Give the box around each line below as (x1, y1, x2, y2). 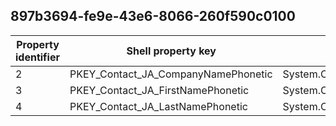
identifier (15, 50, 60, 64)
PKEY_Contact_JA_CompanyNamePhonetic (69, 67, 273, 81)
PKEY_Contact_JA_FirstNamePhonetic (69, 83, 250, 97)
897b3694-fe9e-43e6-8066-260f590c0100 (10, 8, 296, 25)
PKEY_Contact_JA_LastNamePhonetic (69, 99, 248, 113)
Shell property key (126, 44, 217, 58)
